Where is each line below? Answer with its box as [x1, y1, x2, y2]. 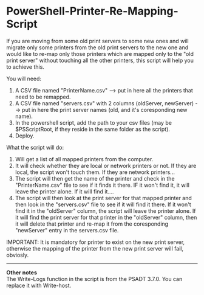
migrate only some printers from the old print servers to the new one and [6, 44, 189, 51]
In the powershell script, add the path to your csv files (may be [15, 119, 172, 126]
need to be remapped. [15, 93, 71, 100]
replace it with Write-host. [6, 282, 72, 289]
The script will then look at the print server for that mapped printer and [15, 194, 192, 201]
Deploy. [15, 132, 35, 139]
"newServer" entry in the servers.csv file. [15, 226, 119, 234]
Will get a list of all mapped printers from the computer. [15, 155, 154, 162]
